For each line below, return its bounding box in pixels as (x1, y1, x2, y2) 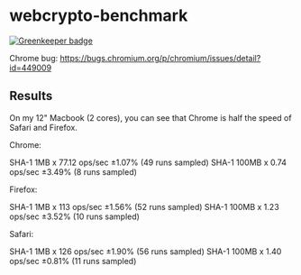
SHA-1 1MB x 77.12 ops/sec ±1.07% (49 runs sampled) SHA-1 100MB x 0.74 (9, 157, 287, 168)
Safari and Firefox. (9, 122, 78, 133)
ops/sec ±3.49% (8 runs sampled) (9, 166, 138, 177)
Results (9, 88, 53, 104)
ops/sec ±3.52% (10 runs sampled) (9, 211, 140, 222)
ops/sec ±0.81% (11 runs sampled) (9, 255, 137, 266)
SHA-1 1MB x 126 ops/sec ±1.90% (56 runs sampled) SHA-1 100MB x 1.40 (9, 245, 282, 257)
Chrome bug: (9, 52, 59, 63)
